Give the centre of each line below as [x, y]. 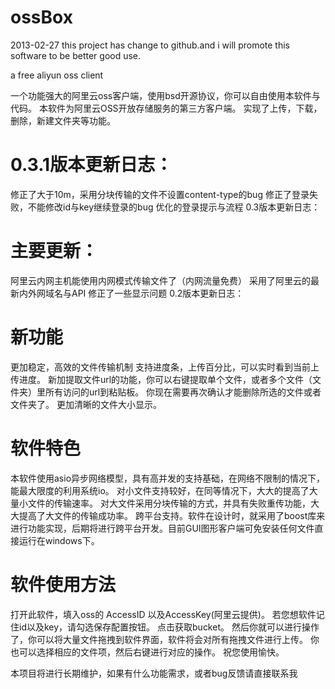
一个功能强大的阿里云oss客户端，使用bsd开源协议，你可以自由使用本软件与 [165, 95]
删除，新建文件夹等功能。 [63, 120]
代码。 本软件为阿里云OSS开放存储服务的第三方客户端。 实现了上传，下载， [166, 108]
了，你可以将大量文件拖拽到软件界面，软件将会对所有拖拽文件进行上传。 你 [165, 639]
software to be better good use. [76, 55]
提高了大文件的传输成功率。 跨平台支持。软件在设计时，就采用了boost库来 [172, 515]
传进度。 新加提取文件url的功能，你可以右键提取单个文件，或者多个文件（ [161, 379]
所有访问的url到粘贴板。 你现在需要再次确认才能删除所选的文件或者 [183, 392]
